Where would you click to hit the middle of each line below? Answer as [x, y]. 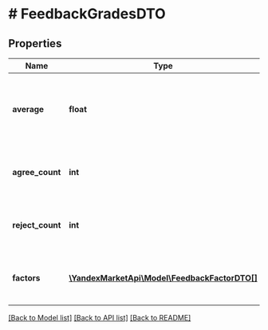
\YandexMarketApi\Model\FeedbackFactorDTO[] [163, 278]
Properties [35, 44]
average [28, 109]
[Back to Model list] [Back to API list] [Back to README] [100, 318]
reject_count [37, 225]
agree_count [37, 172]
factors [26, 278]
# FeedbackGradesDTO [87, 14]
